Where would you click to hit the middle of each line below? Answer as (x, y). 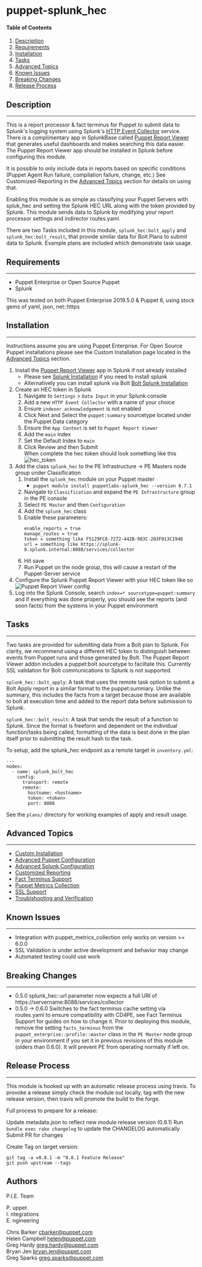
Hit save (34, 560)
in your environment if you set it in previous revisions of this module (99, 1040)
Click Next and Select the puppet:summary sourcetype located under (108, 415)
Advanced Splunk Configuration (54, 866)
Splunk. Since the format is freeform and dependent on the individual (92, 725)
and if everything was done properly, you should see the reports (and (101, 599)
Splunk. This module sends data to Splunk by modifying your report (90, 212)
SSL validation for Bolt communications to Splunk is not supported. (89, 670)
